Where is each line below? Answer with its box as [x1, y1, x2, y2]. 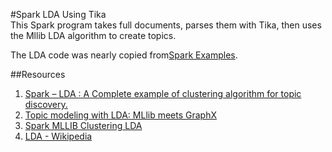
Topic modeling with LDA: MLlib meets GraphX [24, 109, 218, 121]
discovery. [24, 99, 68, 110]
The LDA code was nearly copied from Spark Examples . [10, 49, 238, 61]
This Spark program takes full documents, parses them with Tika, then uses [10, 19, 322, 31]
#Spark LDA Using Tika [10, 9, 107, 20]
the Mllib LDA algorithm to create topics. [10, 30, 177, 41]
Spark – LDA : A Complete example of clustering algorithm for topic [24, 88, 302, 99]
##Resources [10, 69, 66, 80]
